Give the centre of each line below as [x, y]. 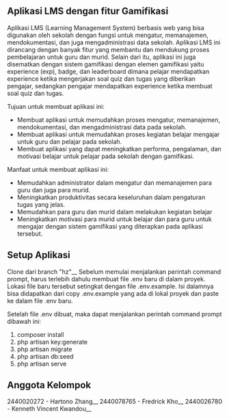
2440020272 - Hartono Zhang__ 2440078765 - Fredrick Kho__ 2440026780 [114, 402]
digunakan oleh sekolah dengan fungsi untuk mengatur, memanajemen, [108, 35]
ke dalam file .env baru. [40, 301]
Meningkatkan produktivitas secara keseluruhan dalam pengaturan [111, 197]
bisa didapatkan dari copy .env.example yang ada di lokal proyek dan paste [113, 293]
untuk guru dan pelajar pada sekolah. [69, 141]
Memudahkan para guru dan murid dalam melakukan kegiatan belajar [114, 212]
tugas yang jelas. [41, 204]
